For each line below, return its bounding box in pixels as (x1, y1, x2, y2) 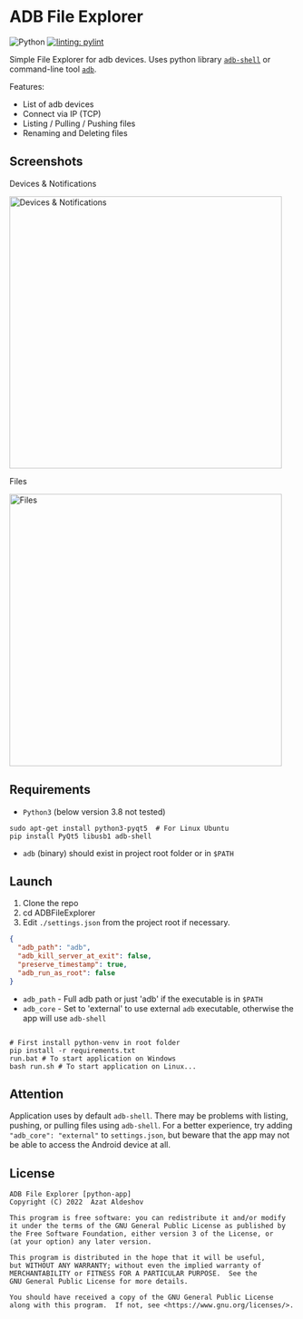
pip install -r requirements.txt (9, 1046, 136, 1055)
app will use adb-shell (22, 1012, 107, 1023)
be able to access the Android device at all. (9, 1139, 171, 1150)
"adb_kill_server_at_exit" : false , (17, 952, 152, 961)
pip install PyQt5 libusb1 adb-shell (9, 832, 152, 841)
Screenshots (9, 154, 83, 170)
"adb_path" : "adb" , (17, 943, 92, 953)
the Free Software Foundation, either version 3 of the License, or (9, 1229, 274, 1239)
